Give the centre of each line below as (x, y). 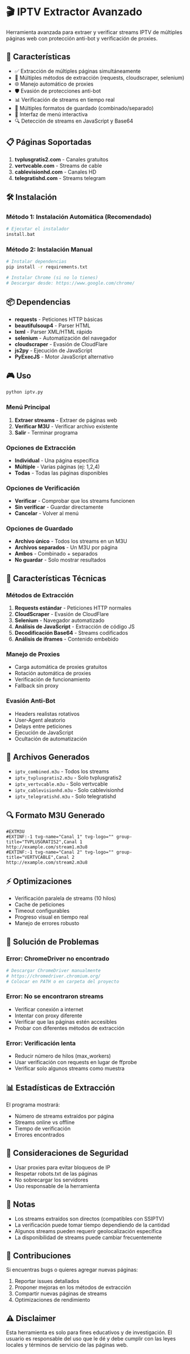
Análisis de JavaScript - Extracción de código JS (74, 627)
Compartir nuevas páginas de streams (61, 1294)
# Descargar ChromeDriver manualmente (53, 970)
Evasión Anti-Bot (31, 701)
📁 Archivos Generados (48, 757)
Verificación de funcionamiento (52, 679)
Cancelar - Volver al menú (47, 513)
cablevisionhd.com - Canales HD (55, 172)
